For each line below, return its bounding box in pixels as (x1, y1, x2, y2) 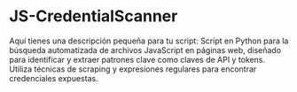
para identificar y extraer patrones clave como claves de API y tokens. (9, 54, 266, 65)
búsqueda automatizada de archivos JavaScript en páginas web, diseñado (9, 44, 282, 55)
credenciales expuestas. (9, 73, 99, 83)
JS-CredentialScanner (9, 6, 178, 27)
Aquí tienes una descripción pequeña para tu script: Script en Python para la (9, 35, 289, 46)
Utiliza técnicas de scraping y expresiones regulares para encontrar (9, 64, 257, 74)
